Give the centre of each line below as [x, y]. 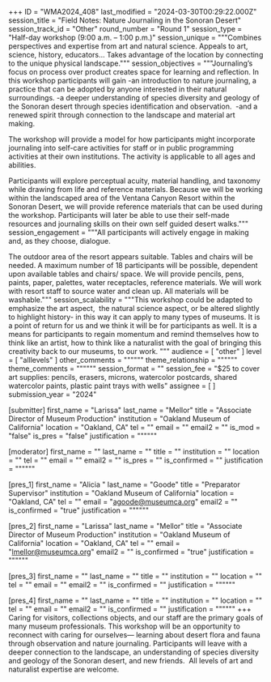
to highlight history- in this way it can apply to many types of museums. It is [134, 317]
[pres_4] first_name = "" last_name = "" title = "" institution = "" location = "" [135, 600]
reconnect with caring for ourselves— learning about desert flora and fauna [134, 635]
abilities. [22, 165]
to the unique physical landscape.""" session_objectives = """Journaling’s [131, 63]
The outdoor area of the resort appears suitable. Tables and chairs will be [131, 257]
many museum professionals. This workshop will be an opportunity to [125, 626]
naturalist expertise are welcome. [64, 669]
